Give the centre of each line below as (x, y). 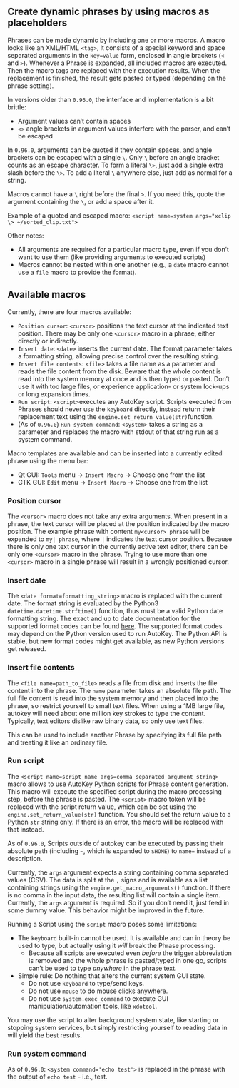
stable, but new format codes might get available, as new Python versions (116, 641)
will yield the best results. (45, 1035)
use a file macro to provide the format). (77, 272)
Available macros (47, 294)
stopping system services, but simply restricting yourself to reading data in (117, 1027)
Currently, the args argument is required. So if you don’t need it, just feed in (118, 902)
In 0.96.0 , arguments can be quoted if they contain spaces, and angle (110, 150)
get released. (27, 649)
